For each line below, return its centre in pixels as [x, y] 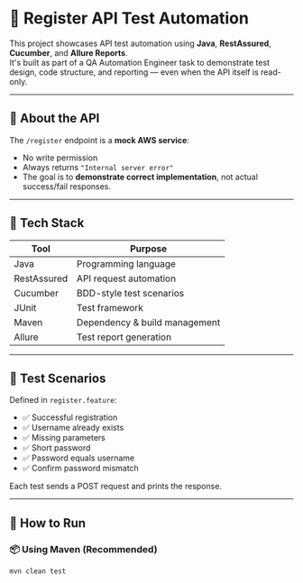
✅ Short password [56, 448]
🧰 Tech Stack [47, 223]
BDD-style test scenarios [130, 293]
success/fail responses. [66, 186]
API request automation [126, 278]
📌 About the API [55, 118]
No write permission [60, 158]
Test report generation [124, 337]
